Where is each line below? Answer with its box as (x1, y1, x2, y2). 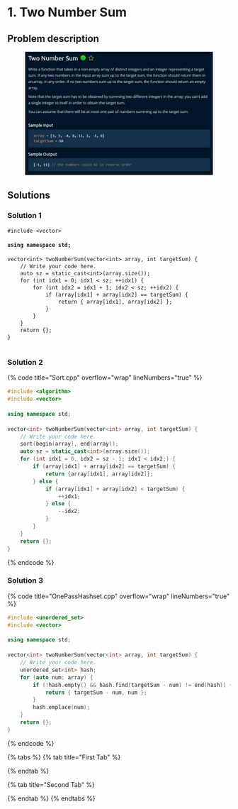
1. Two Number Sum (7, 4, 127, 21)
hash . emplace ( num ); (33, 704, 91, 711)
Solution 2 (7, 357, 44, 367)
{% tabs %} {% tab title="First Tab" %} (7, 753, 121, 761)
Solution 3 (7, 576, 44, 585)
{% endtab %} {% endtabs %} (7, 794, 96, 803)
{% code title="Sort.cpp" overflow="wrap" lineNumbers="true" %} (7, 373, 203, 382)
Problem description (7, 33, 99, 45)
